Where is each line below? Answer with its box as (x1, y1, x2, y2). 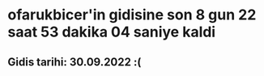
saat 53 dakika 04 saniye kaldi (7, 23, 216, 41)
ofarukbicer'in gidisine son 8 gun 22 (7, 6, 257, 24)
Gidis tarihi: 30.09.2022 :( (7, 55, 142, 69)
